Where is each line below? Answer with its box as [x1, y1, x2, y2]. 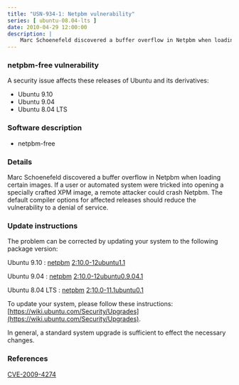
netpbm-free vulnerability [7, 60, 100, 70]
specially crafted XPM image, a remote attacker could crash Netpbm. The [7, 188, 223, 197]
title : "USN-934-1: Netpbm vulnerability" [7, 10, 135, 18]
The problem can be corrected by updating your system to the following [7, 237, 218, 246]
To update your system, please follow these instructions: [7, 300, 173, 308]
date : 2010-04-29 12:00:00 [7, 23, 87, 31]
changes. [7, 336, 35, 345]
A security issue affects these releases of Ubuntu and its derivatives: [7, 76, 209, 85]
